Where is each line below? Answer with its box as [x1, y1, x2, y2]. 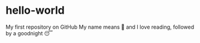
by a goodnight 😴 [5, 29, 53, 36]
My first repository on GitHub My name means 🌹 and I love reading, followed [5, 23, 195, 30]
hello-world [5, 4, 65, 17]
